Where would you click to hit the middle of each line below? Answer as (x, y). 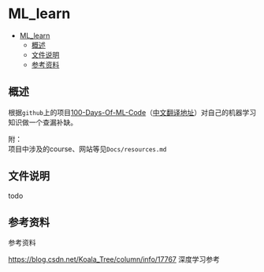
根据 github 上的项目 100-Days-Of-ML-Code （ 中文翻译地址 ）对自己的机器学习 (132, 112)
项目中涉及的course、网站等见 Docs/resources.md (87, 149)
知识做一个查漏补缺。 (43, 122)
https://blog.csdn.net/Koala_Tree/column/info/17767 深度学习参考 (114, 259)
